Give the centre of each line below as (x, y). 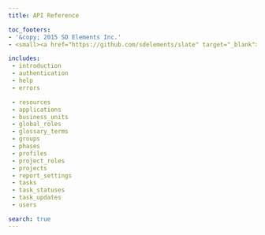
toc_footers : (30, 30)
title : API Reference (44, 15)
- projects (29, 168)
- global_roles (36, 124)
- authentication (40, 73)
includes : (24, 59)
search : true (30, 219)
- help (22, 80)
